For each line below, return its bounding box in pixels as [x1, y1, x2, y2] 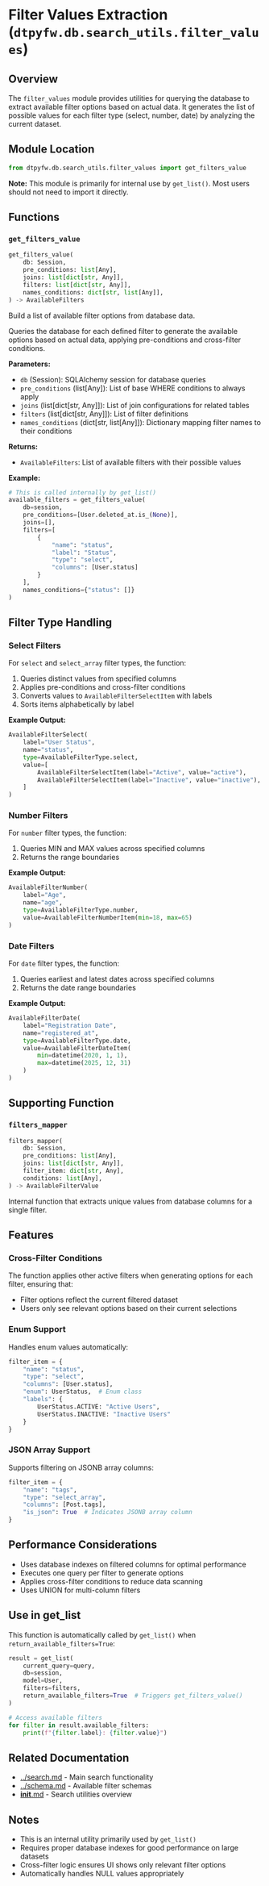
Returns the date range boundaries [19, 983, 137, 993]
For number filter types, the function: [8, 828, 127, 838]
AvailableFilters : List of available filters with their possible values [19, 457, 242, 467]
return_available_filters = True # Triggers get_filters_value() [23, 1692, 243, 1700]
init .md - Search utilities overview [19, 1789, 133, 1800]
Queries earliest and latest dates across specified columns [19, 974, 215, 984]
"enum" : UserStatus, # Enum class [23, 1387, 143, 1396]
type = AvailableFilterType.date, [23, 1037, 131, 1045]
